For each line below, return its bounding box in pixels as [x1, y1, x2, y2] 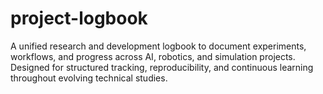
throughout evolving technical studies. [10, 72, 168, 84]
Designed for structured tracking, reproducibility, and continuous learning [10, 61, 314, 73]
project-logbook [10, 7, 148, 30]
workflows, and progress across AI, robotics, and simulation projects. [10, 50, 296, 62]
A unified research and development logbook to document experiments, [10, 40, 307, 52]
